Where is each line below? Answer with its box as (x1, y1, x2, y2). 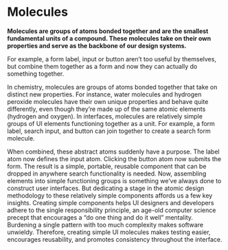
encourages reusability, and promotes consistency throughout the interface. (7, 235, 223, 243)
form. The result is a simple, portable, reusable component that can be (7, 162, 207, 170)
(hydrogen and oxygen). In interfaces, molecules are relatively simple (7, 112, 203, 121)
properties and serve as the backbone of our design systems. (7, 41, 187, 50)
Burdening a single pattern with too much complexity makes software (7, 220, 204, 229)
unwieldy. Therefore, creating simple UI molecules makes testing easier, (7, 228, 211, 236)
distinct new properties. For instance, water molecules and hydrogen (7, 90, 202, 98)
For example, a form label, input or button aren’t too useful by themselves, (7, 54, 216, 63)
